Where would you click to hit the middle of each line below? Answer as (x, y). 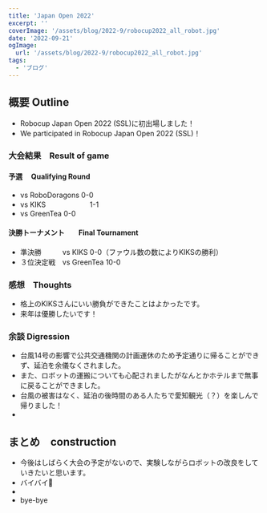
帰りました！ (41, 406)
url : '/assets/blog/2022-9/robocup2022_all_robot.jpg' (109, 53)
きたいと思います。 (59, 473)
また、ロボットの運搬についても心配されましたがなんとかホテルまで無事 (139, 376)
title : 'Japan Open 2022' (51, 16)
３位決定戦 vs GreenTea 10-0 (70, 262)
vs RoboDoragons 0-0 (57, 195)
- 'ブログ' (32, 68)
